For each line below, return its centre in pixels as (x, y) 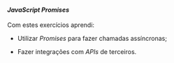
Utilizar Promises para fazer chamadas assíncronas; (92, 39)
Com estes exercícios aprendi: (51, 25)
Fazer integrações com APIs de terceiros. (77, 52)
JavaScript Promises (38, 10)
